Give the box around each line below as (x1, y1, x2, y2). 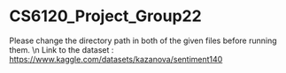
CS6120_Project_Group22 (9, 6, 202, 26)
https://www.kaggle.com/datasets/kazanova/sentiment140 (9, 54, 223, 64)
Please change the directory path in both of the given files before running (9, 35, 277, 46)
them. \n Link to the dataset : (9, 44, 114, 55)
